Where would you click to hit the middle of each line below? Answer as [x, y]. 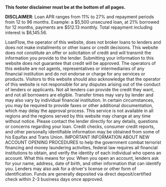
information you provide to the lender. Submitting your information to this [80, 58]
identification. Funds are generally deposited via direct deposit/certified [78, 174]
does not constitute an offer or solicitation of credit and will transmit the [78, 53]
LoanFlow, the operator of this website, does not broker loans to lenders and [83, 42]
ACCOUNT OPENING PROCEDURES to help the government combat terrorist [83, 142]
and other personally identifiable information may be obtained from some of [83, 132]
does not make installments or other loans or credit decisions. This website [82, 47]
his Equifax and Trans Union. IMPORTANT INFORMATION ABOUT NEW [77, 137]
